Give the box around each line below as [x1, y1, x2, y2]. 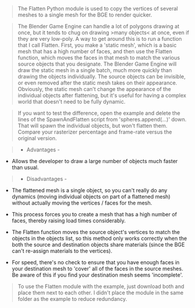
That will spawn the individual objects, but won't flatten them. [17, 122, 167, 129]
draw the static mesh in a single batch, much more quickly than [17, 67, 173, 73]
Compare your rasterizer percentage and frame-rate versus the [17, 128, 173, 135]
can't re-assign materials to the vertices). [11, 248, 112, 254]
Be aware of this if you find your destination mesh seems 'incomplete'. [11, 271, 183, 278]
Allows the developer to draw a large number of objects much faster [11, 158, 178, 164]
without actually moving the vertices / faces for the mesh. [11, 199, 152, 206]
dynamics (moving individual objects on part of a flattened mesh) [11, 193, 171, 200]
